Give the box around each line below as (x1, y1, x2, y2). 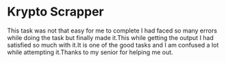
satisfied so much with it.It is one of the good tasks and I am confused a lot (7, 41, 219, 49)
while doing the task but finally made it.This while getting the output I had (7, 33, 214, 41)
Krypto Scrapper (7, 4, 104, 20)
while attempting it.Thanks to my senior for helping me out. (7, 48, 173, 56)
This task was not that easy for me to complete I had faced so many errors (7, 26, 218, 35)
